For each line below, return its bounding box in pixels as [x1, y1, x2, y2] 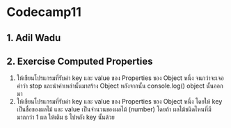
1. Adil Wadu [6, 32, 61, 44]
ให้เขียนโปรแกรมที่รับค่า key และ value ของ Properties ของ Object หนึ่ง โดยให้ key [16, 97, 223, 106]
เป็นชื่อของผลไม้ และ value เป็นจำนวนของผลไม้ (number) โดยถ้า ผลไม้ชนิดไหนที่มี [16, 105, 212, 113]
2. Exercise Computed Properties [6, 55, 153, 67]
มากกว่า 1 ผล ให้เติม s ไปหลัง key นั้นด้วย [16, 113, 115, 122]
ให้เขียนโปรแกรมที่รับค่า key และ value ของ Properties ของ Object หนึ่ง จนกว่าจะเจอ [16, 74, 224, 82]
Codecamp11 [6, 4, 81, 20]
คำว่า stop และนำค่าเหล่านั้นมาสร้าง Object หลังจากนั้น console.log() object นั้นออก [16, 81, 223, 90]
